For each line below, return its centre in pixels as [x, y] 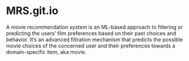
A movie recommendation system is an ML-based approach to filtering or [95, 27]
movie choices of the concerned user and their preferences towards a [91, 46]
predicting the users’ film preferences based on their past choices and [91, 33]
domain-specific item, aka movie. [46, 52]
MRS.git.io [32, 11]
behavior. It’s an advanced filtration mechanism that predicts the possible [95, 39]
